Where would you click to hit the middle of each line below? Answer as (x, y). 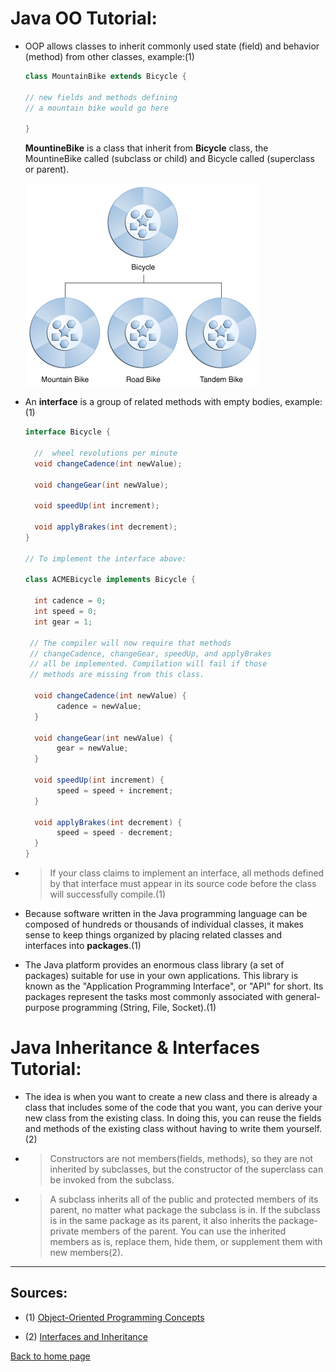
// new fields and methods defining (101, 97)
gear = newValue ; (92, 748)
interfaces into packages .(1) (83, 946)
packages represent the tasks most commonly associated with (153, 997)
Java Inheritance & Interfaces (135, 1048)
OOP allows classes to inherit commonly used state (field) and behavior (172, 46)
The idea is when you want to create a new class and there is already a (171, 1096)
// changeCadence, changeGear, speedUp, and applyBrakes (150, 653)
